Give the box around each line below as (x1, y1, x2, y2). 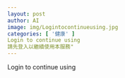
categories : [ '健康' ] (7, 30, 76, 38)
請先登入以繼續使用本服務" (7, 43, 74, 50)
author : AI (7, 17, 40, 24)
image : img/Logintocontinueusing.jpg (7, 23, 119, 30)
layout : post (7, 10, 46, 18)
